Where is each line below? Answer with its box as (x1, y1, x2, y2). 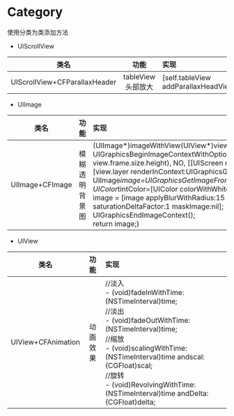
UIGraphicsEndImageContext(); (93, 210, 196, 220)
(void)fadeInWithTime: (111, 287, 185, 297)
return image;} (93, 218, 139, 228)
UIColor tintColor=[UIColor (93, 184, 178, 193)
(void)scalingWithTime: (111, 343, 187, 353)
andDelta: (177, 388, 209, 398)
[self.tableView (162, 72, 211, 82)
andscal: (177, 352, 205, 362)
